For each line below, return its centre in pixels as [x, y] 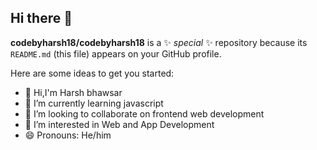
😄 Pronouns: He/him [68, 135]
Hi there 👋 [41, 18]
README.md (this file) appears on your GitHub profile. [116, 53]
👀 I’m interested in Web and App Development [119, 124]
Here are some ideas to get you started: [92, 73]
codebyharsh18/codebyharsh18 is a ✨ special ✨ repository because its [159, 42]
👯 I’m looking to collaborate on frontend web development [144, 113]
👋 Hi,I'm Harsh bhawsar [73, 92]
